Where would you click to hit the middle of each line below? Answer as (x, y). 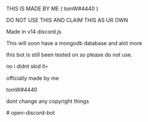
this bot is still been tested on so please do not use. (69, 55)
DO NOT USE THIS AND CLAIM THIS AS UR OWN (67, 20)
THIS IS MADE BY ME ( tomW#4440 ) (52, 9)
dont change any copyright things (48, 101)
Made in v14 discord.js (34, 32)
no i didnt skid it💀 (27, 66)
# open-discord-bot (30, 113)
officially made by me (33, 78)
